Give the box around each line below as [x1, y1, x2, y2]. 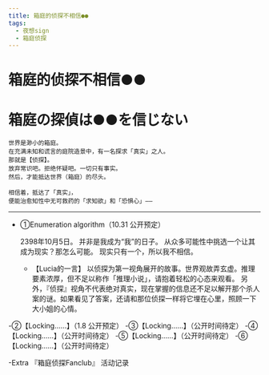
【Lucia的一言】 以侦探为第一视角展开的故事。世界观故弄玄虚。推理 [31, 264, 255, 273]
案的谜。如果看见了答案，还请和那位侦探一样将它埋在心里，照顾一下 [31, 294, 257, 304]
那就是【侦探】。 [8, 156, 54, 164]
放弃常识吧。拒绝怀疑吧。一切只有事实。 [8, 165, 122, 173]
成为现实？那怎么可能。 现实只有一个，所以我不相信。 [19, 247, 198, 256]
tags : [8, 19, 26, 27]
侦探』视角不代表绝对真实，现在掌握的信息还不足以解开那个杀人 [49, 284, 260, 293]
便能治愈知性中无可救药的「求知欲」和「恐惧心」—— [8, 197, 153, 205]
